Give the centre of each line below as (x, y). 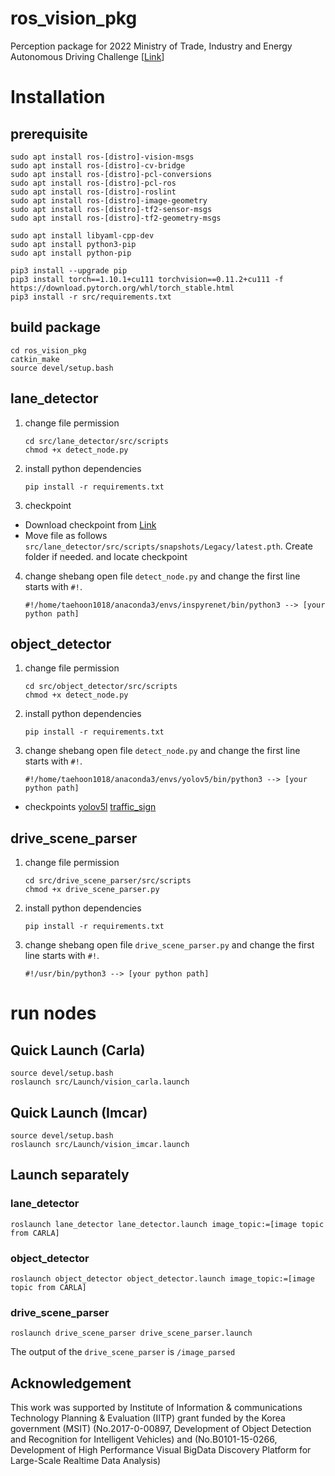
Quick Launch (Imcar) (79, 1112)
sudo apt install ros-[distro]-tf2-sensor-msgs (111, 209)
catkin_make (35, 359)
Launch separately (70, 1175)
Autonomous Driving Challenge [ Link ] (87, 56)
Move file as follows (66, 535)
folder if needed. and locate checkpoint (106, 556)
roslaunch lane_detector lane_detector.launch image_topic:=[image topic (167, 1224)
